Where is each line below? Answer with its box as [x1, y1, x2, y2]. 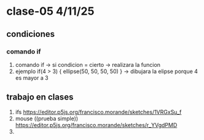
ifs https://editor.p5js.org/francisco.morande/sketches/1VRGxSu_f [15, 108, 182, 115]
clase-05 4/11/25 [6, 4, 95, 18]
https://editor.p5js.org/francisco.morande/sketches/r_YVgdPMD [15, 121, 178, 128]
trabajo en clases [6, 92, 74, 103]
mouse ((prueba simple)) [15, 115, 79, 122]
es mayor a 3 [15, 74, 49, 81]
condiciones [6, 29, 55, 39]
